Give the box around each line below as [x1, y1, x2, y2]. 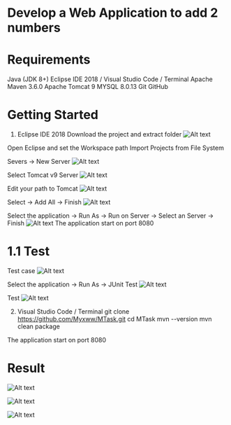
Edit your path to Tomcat [7, 184, 78, 193]
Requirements [7, 52, 91, 68]
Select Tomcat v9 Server [7, 171, 79, 179]
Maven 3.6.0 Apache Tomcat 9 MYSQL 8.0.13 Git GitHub [7, 83, 169, 91]
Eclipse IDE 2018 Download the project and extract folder [17, 130, 182, 139]
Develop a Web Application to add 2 [7, 5, 218, 21]
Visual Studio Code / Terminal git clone [17, 307, 130, 316]
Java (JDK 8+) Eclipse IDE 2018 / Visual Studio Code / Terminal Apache [7, 75, 213, 83]
